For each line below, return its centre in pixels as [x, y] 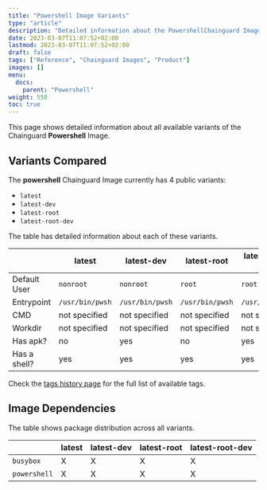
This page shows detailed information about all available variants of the [125, 127]
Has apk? [30, 341]
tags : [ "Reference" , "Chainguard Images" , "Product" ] [99, 61]
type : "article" [35, 23]
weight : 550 [28, 97]
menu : [17, 75]
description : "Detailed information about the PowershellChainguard [124, 30]
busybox [27, 461]
